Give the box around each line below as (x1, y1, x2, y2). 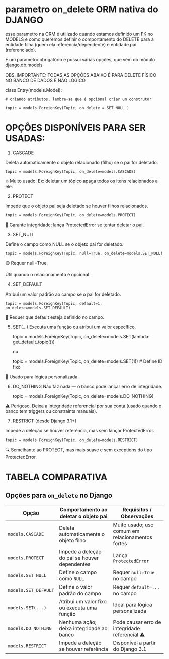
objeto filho (59, 537, 86, 544)
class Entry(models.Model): (5, 87, 62, 93)
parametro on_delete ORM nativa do (5, 4, 158, 15)
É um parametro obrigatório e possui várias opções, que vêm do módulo (5, 56, 155, 62)
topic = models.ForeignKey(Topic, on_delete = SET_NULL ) (5, 105, 129, 110)
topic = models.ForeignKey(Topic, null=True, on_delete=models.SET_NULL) (5, 251, 163, 256)
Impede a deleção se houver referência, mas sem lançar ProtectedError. (5, 427, 154, 433)
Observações (120, 512, 154, 520)
